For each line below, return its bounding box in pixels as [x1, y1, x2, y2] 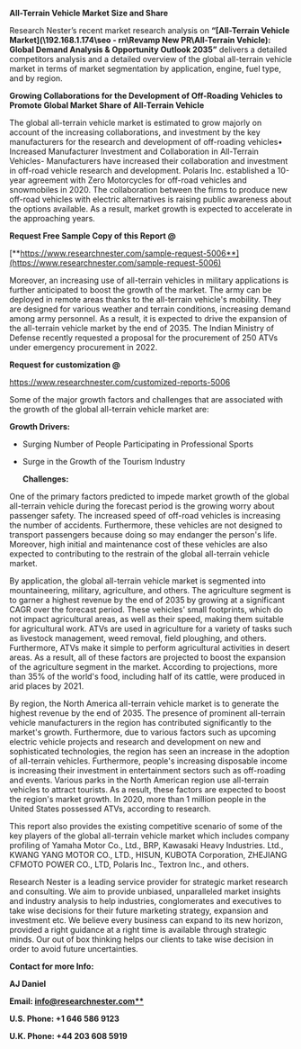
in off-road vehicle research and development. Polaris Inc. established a [9, 166, 276, 176]
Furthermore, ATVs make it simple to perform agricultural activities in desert [9, 643, 290, 653]
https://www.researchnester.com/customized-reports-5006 [9, 377, 231, 387]
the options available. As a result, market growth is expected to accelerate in [9, 203, 293, 214]
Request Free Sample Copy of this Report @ [9, 231, 177, 241]
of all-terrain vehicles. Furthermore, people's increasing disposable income [9, 755, 288, 766]
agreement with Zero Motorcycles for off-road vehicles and [27, 175, 247, 185]
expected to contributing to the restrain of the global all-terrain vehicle [9, 548, 270, 559]
